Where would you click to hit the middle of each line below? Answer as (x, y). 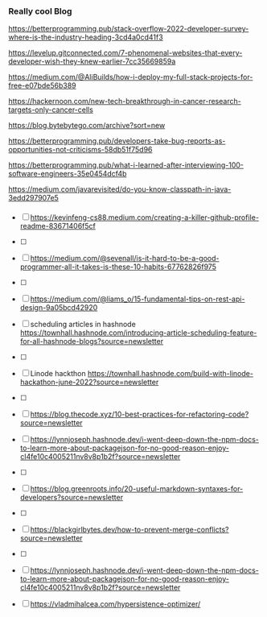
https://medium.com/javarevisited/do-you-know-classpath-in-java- (120, 189)
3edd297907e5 (33, 198)
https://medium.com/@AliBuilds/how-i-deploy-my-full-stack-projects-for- (131, 77)
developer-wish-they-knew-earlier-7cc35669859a (92, 61)
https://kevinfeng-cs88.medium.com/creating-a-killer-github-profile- (145, 217)
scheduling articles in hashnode (83, 324)
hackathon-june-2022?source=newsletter (89, 382)
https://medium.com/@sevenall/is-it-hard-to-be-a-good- (125, 258)
